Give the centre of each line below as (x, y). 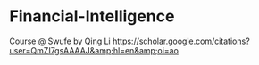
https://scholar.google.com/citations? (181, 41)
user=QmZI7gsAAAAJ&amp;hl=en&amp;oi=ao (94, 50)
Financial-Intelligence (92, 16)
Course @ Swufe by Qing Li (60, 41)
